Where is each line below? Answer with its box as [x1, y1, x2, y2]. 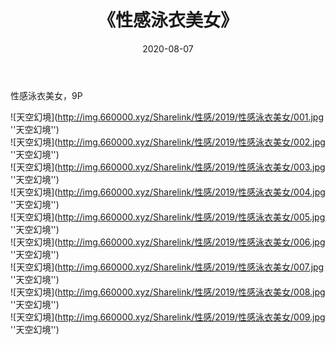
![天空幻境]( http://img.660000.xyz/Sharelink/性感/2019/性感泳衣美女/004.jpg [10, 186, 326, 198]
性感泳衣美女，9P [10, 89, 83, 101]
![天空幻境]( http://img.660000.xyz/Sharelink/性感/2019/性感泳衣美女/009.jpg [10, 311, 326, 323]
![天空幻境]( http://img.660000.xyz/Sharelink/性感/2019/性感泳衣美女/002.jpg [10, 136, 326, 148]
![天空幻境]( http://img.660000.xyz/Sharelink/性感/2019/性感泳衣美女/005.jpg [10, 211, 326, 223]
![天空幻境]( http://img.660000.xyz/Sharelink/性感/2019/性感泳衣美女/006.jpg [10, 236, 326, 248]
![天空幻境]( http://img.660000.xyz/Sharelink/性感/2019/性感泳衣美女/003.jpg [10, 161, 326, 173]
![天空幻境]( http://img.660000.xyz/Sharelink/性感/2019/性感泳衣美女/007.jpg [10, 261, 325, 273]
